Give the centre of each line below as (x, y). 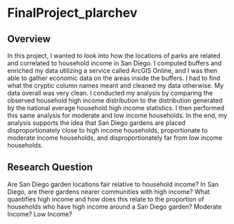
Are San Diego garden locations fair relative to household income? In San (113, 184)
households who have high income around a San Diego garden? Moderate (115, 206)
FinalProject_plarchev (72, 13)
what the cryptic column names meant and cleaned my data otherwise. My (116, 85)
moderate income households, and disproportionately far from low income (115, 138)
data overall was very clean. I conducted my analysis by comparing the (110, 93)
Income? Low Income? (40, 214)
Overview (29, 39)
